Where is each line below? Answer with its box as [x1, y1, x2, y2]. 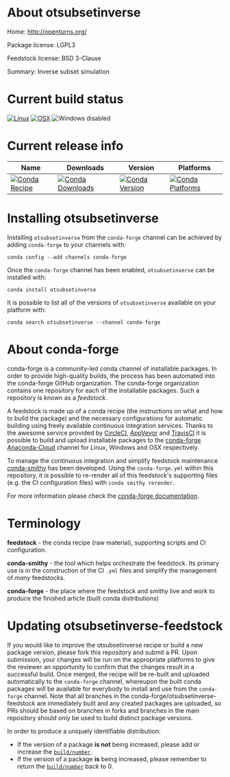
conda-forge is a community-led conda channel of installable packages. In [7, 364, 217, 372]
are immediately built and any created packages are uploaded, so [36, 699, 222, 707]
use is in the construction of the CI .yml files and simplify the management [7, 566, 217, 574]
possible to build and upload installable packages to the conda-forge [7, 435, 201, 444]
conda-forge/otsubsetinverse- [131, 691, 217, 700]
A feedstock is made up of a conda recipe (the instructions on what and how [7, 407, 223, 415]
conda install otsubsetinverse [7, 286, 97, 293]
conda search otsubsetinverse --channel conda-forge [7, 319, 161, 326]
